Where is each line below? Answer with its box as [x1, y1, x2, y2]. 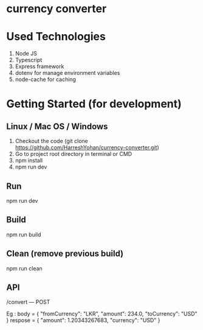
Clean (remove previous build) [6, 248, 123, 259]
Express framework [15, 63, 64, 70]
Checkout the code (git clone [15, 138, 88, 145]
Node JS [15, 50, 38, 57]
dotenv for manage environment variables [15, 69, 120, 77]
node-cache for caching [15, 75, 76, 83]
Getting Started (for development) [6, 97, 182, 111]
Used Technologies [6, 30, 106, 44]
